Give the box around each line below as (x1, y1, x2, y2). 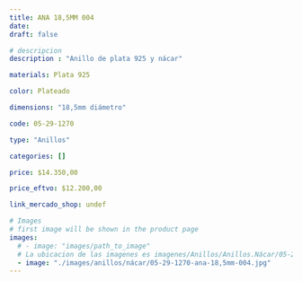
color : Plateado (9, 87, 70, 96)
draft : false (9, 30, 58, 39)
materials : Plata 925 (9, 71, 91, 80)
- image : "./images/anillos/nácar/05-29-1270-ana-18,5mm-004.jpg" (17, 258, 271, 268)
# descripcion (9, 46, 63, 55)
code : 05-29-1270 (9, 119, 75, 128)
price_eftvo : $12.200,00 (9, 184, 102, 193)
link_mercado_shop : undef (9, 200, 106, 209)
